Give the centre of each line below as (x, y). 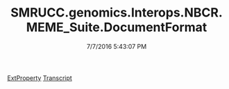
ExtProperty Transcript (40, 78)
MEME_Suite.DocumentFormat (117, 27)
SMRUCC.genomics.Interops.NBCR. (117, 13)
